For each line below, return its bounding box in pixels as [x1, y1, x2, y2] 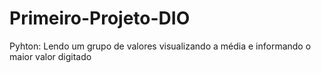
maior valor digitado [9, 50, 92, 62]
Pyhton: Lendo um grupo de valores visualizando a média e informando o [9, 40, 312, 52]
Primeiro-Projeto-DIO [9, 7, 191, 30]
